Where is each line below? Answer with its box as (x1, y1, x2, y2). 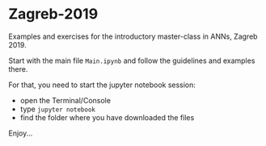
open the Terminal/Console (19, 95, 112, 105)
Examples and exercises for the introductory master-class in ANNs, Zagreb (8, 31, 258, 41)
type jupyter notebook (19, 104, 95, 114)
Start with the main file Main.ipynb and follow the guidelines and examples (8, 56, 255, 65)
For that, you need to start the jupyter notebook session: (8, 80, 196, 90)
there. (8, 64, 28, 73)
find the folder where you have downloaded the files (19, 112, 195, 122)
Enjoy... (8, 128, 33, 138)
